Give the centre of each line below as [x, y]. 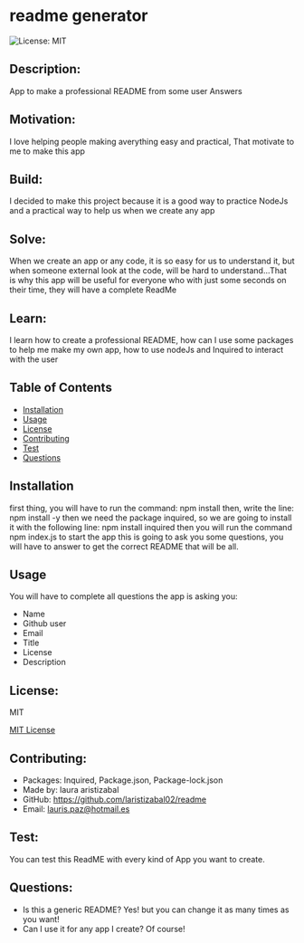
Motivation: [43, 120]
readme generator [79, 16]
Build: [26, 179]
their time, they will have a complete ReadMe [93, 290]
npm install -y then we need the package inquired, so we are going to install [151, 518]
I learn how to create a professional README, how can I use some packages [152, 340]
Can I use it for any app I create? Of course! [104, 929]
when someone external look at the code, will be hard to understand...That [148, 271]
